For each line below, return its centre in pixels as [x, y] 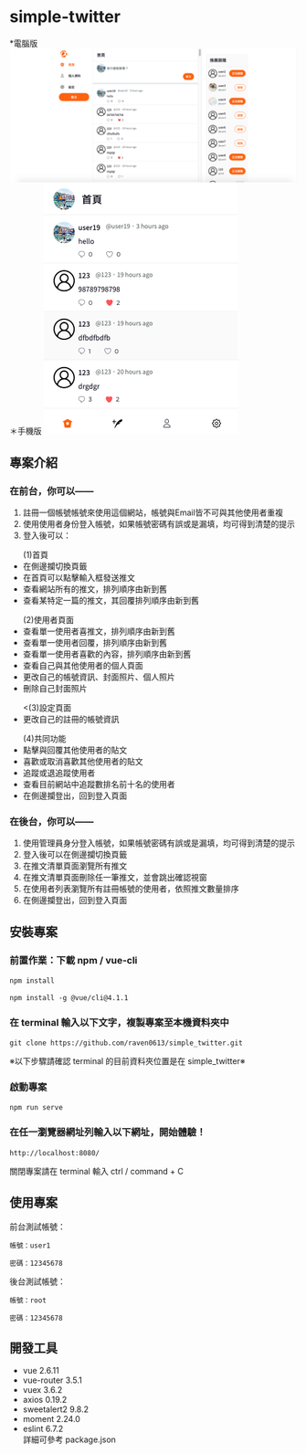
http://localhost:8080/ [55, 1153]
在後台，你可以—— [52, 821]
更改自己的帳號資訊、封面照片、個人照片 [99, 677]
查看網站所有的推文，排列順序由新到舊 [95, 589]
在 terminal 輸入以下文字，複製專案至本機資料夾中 [120, 1022]
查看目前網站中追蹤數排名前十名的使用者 [99, 784]
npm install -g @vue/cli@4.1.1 [69, 997]
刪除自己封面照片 [55, 688]
